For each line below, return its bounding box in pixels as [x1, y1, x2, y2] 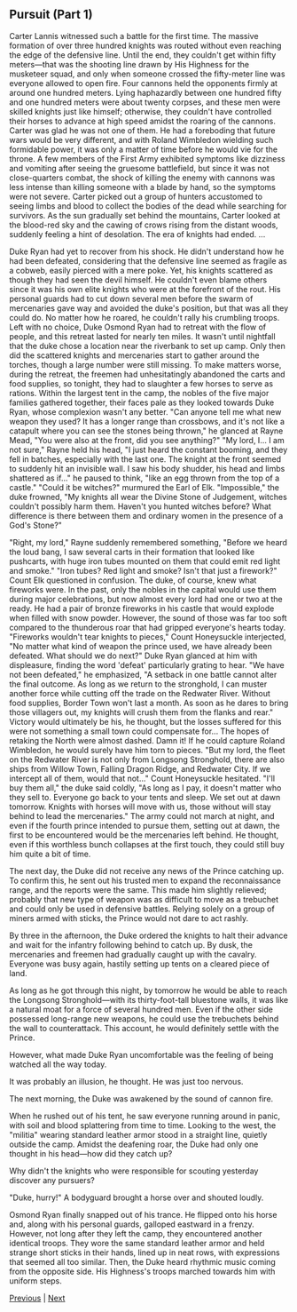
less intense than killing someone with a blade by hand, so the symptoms [9, 181, 277, 192]
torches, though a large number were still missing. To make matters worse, [9, 359, 282, 370]
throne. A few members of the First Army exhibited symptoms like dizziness [9, 153, 285, 163]
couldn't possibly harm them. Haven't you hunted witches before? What [9, 501, 272, 512]
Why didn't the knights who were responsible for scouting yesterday [9, 1165, 259, 1176]
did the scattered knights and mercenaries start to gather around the [9, 350, 260, 361]
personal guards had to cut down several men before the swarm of [9, 293, 254, 304]
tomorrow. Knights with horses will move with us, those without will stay [9, 801, 272, 812]
